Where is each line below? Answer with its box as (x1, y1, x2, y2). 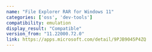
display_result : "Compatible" (6, 25, 82, 32)
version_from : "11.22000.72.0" (6, 31, 85, 37)
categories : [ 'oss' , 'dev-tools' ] (6, 14, 93, 20)
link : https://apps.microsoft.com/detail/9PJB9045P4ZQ (6, 36, 147, 42)
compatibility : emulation (6, 20, 71, 26)
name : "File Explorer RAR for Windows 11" (6, 8, 114, 15)
